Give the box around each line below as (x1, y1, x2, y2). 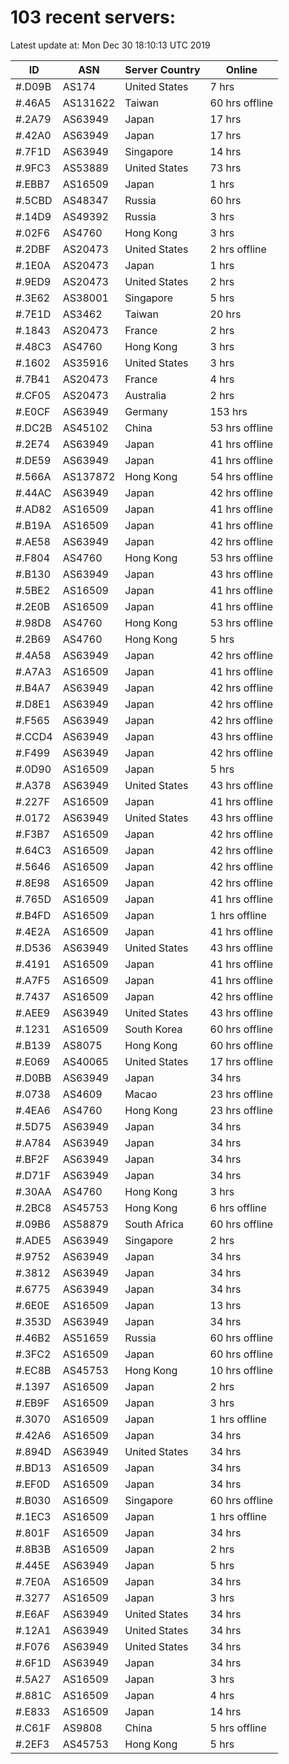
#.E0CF (15, 404, 51, 418)
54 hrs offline (209, 469, 274, 483)
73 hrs (209, 161, 242, 175)
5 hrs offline (209, 1721, 267, 1735)
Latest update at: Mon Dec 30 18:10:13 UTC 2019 (10, 39, 211, 51)
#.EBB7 (15, 177, 51, 191)
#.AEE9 (15, 1006, 51, 1020)
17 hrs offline (209, 1054, 274, 1068)
